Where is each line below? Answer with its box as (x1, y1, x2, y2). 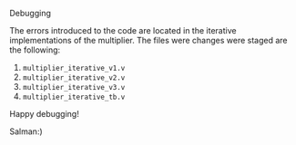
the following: (9, 44, 61, 55)
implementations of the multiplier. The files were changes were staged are (9, 35, 288, 45)
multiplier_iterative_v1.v (22, 63, 126, 72)
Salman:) (9, 126, 43, 137)
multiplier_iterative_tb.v (22, 92, 126, 101)
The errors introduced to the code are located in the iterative (9, 25, 237, 35)
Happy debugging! (9, 109, 79, 119)
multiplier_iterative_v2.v (22, 73, 126, 82)
